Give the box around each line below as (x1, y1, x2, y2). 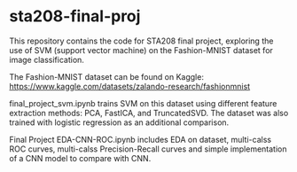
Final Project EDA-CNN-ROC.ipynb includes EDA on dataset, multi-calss (9, 134, 272, 145)
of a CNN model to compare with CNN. (9, 152, 152, 163)
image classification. (9, 54, 84, 65)
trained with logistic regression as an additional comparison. (9, 117, 230, 128)
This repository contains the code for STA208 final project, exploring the (9, 35, 274, 46)
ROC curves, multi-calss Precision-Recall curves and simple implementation (9, 144, 287, 154)
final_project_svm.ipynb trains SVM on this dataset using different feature (9, 98, 277, 108)
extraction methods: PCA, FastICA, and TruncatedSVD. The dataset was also (9, 107, 289, 118)
